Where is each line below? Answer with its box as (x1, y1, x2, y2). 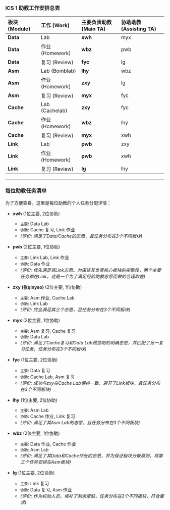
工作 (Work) (41, 22, 70, 29)
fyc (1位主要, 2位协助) (12, 356, 58, 363)
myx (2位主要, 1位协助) (12, 317, 61, 323)
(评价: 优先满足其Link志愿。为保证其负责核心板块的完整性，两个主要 (20, 267, 161, 273)
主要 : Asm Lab (20, 407, 49, 413)
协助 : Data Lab (20, 333, 49, 339)
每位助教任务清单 (5, 187, 47, 194)
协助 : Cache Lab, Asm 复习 (20, 374, 75, 380)
